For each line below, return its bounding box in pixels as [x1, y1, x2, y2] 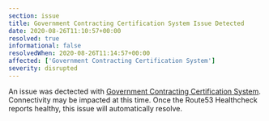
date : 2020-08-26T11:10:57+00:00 [8, 27, 122, 35]
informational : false [8, 42, 82, 50]
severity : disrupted [8, 65, 79, 73]
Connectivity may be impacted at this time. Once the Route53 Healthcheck [8, 94, 258, 105]
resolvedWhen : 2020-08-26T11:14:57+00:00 [8, 49, 151, 57]
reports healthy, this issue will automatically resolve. [8, 103, 182, 113]
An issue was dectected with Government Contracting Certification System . [8, 86, 261, 96]
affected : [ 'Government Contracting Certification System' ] [8, 57, 216, 65]
